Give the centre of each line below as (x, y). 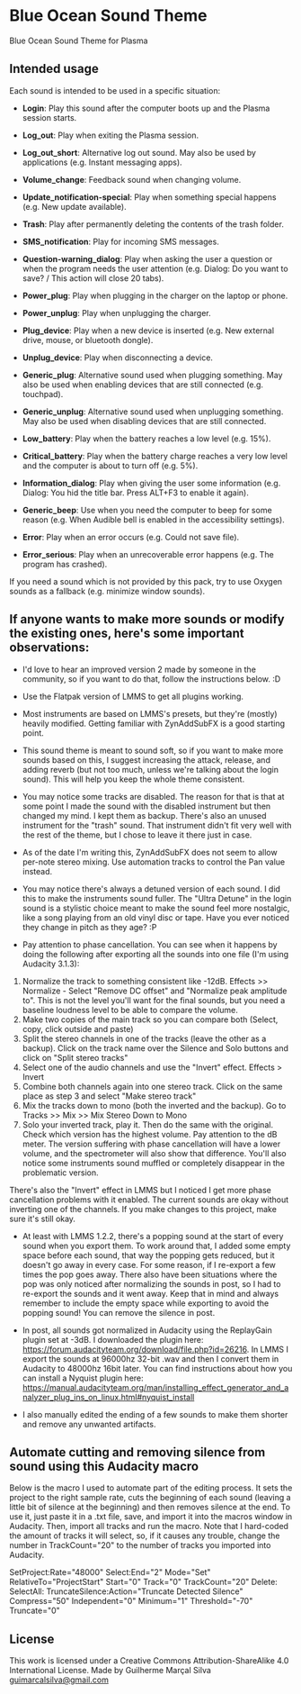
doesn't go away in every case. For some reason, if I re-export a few (149, 1264)
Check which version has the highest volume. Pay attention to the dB (150, 1134)
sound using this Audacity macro (104, 1466)
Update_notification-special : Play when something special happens (149, 197)
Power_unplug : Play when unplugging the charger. (116, 313)
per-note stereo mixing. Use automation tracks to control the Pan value (154, 862)
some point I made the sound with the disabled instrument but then (146, 806)
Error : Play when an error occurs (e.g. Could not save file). (131, 537)
